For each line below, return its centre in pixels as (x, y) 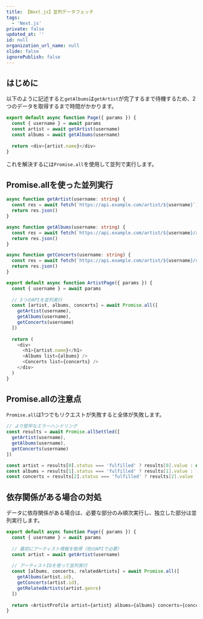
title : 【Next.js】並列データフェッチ (50, 12)
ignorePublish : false (34, 57)
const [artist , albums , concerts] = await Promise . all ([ (85, 306)
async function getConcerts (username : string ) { (69, 255)
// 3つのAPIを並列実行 (37, 300)
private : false (25, 29)
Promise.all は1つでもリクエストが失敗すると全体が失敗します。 (85, 415)
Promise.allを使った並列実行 (60, 185)
